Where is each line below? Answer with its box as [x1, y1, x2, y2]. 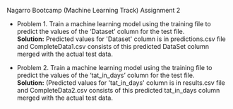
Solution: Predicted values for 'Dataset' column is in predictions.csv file [16, 35, 227, 43]
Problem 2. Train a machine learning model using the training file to [16, 64, 213, 71]
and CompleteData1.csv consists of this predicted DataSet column [16, 42, 210, 50]
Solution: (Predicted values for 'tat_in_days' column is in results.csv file [16, 79, 225, 87]
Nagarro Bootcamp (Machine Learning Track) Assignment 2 [6, 6, 181, 14]
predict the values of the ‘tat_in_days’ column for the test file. [16, 71, 195, 79]
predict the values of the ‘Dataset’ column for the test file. [16, 28, 185, 35]
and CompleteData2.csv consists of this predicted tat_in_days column [16, 86, 220, 94]
